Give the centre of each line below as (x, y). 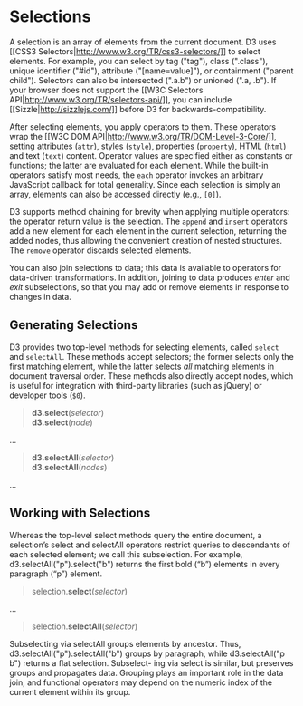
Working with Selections (80, 513)
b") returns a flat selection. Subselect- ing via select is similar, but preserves (151, 662)
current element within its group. (70, 691)
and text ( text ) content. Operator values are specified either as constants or (151, 155)
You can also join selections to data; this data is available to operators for (146, 267)
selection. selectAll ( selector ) (85, 626)
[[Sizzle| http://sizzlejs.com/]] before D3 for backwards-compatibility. (138, 109)
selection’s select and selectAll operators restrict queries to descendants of (150, 545)
